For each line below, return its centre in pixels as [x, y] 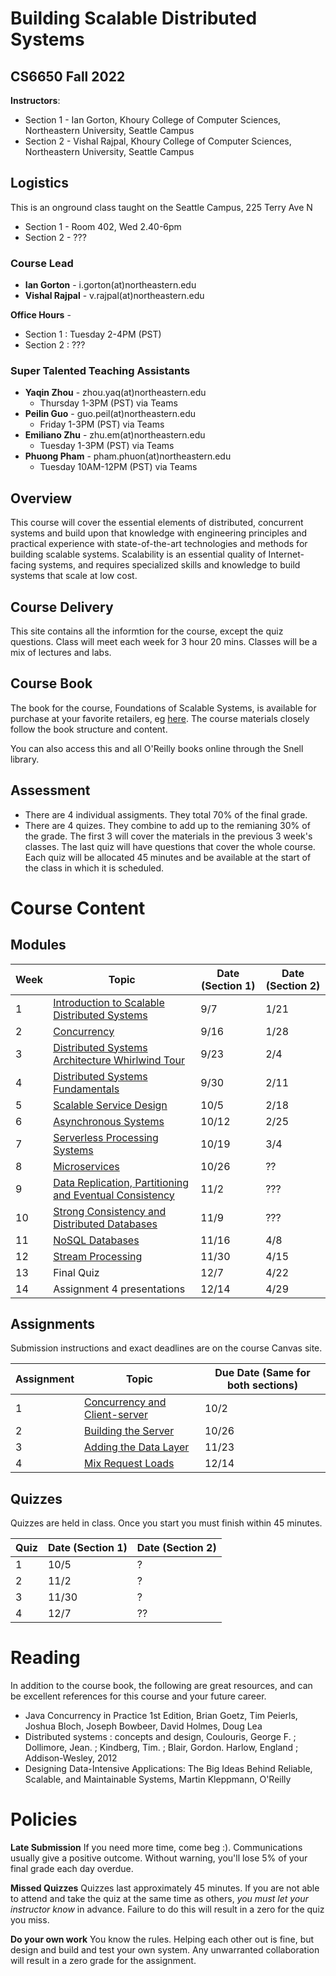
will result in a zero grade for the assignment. [103, 1961]
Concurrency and [125, 1402]
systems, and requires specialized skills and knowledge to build [169, 565]
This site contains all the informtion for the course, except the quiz [147, 631]
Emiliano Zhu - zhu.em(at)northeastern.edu [115, 435]
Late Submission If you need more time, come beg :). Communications [156, 1848]
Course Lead [42, 263]
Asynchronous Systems [109, 1121]
